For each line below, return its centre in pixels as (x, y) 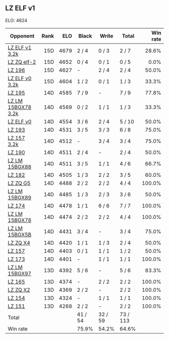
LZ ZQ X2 (19, 290)
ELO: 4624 (16, 20)
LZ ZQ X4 (19, 243)
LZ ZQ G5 (19, 183)
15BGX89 (20, 197)
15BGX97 (20, 273)
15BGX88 (20, 167)
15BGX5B (20, 235)
